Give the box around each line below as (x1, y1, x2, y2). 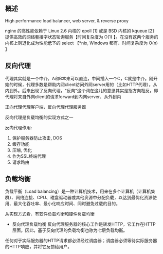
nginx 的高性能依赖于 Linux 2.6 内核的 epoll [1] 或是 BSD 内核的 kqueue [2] (5, 28, 154, 34)
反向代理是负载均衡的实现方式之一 (5, 114, 73, 120)
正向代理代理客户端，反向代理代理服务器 (5, 104, 86, 110)
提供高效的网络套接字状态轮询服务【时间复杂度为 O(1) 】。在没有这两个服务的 (5, 34, 159, 40)
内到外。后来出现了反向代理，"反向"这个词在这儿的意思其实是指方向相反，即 (5, 87, 159, 93)
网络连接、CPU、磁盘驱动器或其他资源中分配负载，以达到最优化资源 (15, 195, 153, 201)
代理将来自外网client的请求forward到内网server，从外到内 (5, 94, 122, 100)
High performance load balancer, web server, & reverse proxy (5, 17, 129, 23)
